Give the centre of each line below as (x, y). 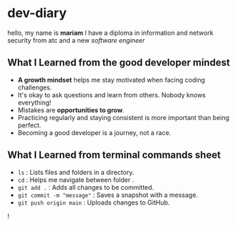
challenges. (35, 87)
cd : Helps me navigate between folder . (76, 180)
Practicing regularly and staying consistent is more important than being (123, 117)
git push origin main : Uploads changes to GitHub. (94, 202)
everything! (35, 102)
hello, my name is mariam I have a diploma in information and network (110, 33)
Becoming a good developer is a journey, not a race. (94, 132)
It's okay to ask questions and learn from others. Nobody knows (112, 95)
